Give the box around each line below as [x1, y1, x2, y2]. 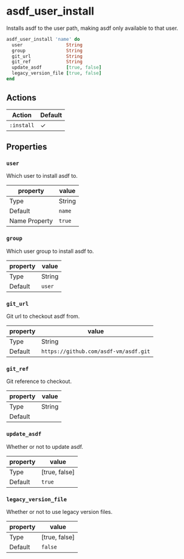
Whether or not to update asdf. [6, 443, 84, 450]
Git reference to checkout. [6, 378, 72, 385]
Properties [6, 142, 47, 152]
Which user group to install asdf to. [6, 247, 94, 255]
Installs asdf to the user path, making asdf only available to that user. [6, 24, 179, 32]
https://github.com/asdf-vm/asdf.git [41, 348, 151, 355]
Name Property [9, 217, 53, 225]
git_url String [12, 53, 83, 59]
